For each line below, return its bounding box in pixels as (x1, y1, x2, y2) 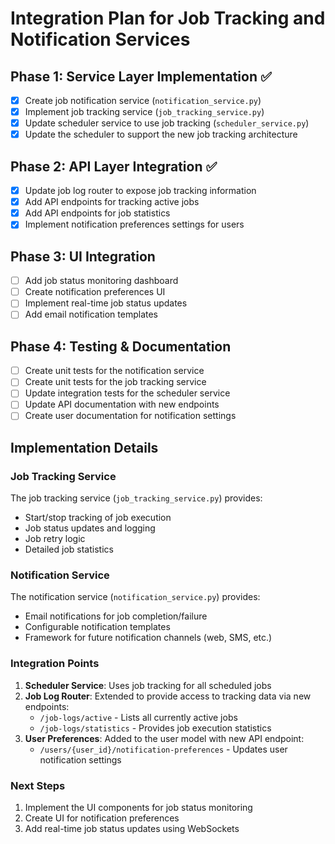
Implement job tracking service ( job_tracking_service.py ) (24, 106, 265, 118)
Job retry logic (24, 533, 86, 545)
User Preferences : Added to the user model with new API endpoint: (24, 732, 305, 744)
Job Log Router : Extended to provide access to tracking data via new (24, 690, 312, 702)
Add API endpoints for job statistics (24, 207, 171, 219)
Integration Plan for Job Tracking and (10, 7, 326, 30)
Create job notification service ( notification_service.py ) (24, 95, 262, 106)
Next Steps (10, 778, 66, 792)
